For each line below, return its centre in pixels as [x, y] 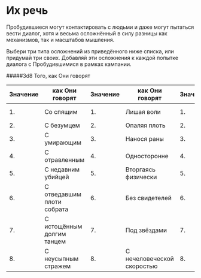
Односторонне [147, 156]
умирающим [63, 143]
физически [141, 177]
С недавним [62, 170]
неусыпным [62, 258]
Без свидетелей [148, 198]
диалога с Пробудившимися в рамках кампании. [69, 64]
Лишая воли [143, 111]
